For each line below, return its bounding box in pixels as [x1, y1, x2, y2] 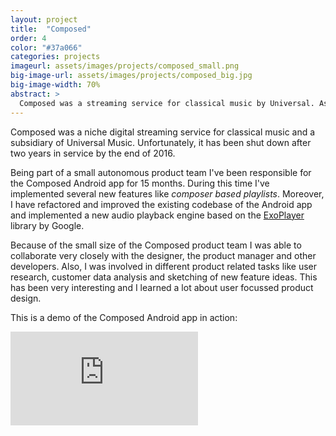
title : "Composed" [10, 24, 92, 34]
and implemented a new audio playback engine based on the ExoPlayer [10, 209, 305, 221]
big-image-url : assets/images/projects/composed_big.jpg [10, 71, 253, 81]
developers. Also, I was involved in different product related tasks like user [10, 260, 318, 272]
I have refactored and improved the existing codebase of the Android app [10, 198, 313, 210]
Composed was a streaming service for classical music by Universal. [19, 98, 315, 108]
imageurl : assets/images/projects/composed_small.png [10, 61, 240, 71]
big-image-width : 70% [10, 80, 101, 90]
